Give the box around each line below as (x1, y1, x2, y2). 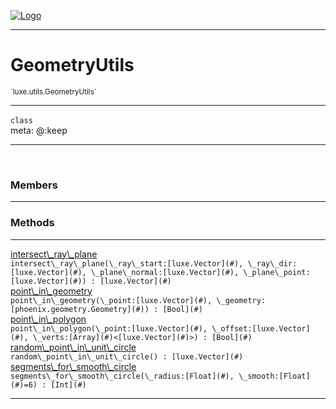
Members (10, 178, 58, 192)
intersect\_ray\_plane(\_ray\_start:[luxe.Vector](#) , (10, 258, 244, 269)
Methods (10, 216, 55, 230)
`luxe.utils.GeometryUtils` (10, 86, 97, 97)
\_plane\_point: (243, 267, 311, 277)
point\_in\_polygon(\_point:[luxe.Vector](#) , (10, 323, 208, 334)
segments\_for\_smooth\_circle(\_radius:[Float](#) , (10, 371, 235, 381)
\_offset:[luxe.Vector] (211, 323, 311, 334)
